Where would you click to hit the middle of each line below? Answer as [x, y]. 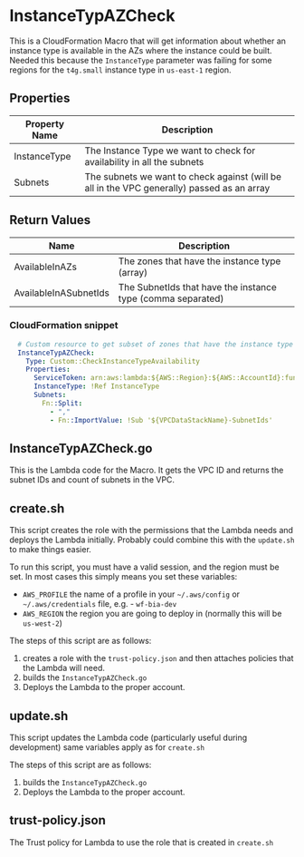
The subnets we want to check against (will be [183, 176]
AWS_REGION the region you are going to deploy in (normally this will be [152, 614]
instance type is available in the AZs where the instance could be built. [141, 50]
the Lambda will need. [64, 668]
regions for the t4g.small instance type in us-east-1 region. [121, 70]
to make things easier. [51, 550]
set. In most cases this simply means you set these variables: [123, 577]
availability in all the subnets [144, 161]
